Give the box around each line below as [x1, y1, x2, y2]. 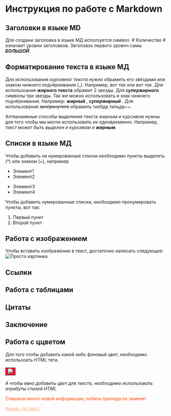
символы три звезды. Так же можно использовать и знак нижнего [5, 93, 150, 99]
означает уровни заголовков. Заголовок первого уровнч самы [5, 42, 142, 49]
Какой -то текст [5, 405, 40, 411]
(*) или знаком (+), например [5, 158, 69, 164]
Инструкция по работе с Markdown [5, 3, 163, 15]
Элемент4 [12, 189, 35, 195]
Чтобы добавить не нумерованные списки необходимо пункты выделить [5, 152, 165, 159]
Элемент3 [12, 183, 35, 189]
